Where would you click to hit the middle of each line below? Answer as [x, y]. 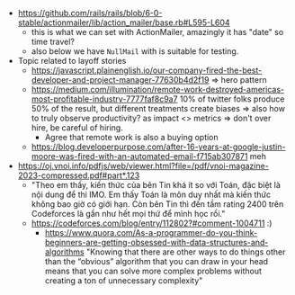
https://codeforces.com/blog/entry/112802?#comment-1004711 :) [152, 223]
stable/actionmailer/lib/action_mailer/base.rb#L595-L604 [124, 22]
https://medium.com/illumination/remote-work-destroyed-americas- [158, 89]
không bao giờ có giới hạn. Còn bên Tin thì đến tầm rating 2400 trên [157, 204]
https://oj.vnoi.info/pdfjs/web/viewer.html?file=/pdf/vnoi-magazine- [143, 166]
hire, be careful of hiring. [77, 128]
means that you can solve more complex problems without [153, 271]
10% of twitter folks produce [232, 99]
